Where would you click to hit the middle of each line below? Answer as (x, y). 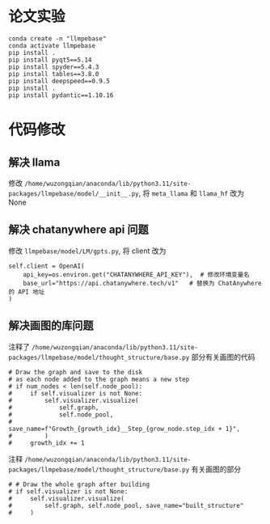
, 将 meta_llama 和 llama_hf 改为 (192, 193)
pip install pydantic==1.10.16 (61, 95)
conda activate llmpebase (52, 45)
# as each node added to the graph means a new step (99, 379)
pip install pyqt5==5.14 (50, 60)
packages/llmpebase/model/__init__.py (74, 194)
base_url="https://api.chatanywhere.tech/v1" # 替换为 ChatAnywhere (142, 283)
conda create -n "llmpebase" (57, 38)
